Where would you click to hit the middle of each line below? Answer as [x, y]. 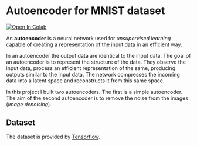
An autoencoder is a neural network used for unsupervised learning [89, 38]
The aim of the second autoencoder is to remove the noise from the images [97, 98]
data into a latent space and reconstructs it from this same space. [85, 81]
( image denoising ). [29, 104]
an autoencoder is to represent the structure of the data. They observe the [96, 62]
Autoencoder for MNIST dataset [86, 11]
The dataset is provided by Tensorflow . [53, 137]
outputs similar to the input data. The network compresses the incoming [93, 74]
